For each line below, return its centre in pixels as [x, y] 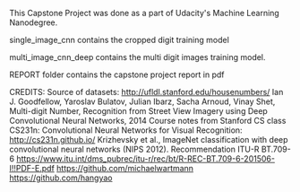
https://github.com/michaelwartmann [125, 168]
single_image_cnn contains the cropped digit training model [120, 40]
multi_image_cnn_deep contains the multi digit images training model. [137, 57]
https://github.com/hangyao [61, 178]
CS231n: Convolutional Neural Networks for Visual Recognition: [126, 130]
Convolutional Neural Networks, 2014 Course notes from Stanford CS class [148, 121]
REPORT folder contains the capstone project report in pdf [117, 74]
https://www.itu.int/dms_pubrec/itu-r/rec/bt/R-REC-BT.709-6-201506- [146, 159]
